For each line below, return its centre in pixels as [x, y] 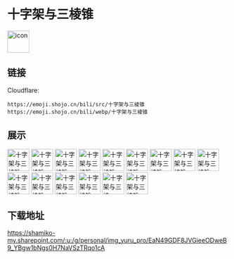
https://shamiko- [31, 233]
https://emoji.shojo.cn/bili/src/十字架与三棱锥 [76, 104]
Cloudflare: [24, 90]
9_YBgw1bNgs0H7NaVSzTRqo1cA [56, 248]
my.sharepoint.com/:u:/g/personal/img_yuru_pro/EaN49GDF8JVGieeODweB [117, 241]
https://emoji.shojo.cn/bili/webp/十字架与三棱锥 [78, 112]
